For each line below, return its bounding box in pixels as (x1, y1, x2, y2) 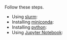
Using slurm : (11, 14, 38, 19)
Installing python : (11, 24, 47, 30)
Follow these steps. (4, 4, 44, 10)
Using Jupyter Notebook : (11, 30, 63, 35)
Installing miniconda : (11, 19, 54, 25)
